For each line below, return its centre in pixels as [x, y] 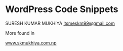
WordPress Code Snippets [62, 9]
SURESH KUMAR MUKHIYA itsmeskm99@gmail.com [60, 23]
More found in [20, 33]
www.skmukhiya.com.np [31, 43]
